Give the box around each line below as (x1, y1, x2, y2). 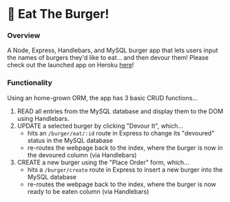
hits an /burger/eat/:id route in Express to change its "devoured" (27, 128, 215, 137)
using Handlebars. (17, 114, 70, 122)
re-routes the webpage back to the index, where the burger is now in (27, 144, 223, 152)
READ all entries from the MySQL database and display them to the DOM (17, 106, 224, 115)
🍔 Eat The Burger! (7, 6, 109, 22)
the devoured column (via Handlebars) (27, 150, 137, 159)
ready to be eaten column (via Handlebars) (27, 187, 149, 195)
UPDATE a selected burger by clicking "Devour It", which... (17, 122, 184, 130)
